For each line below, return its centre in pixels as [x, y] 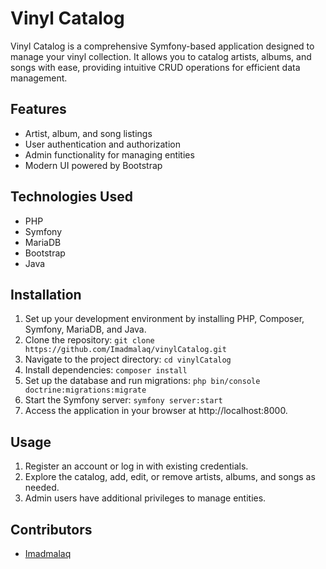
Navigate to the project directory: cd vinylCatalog [128, 359]
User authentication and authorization [103, 144]
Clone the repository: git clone [89, 340]
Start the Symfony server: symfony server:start [123, 400]
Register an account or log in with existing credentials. [136, 466]
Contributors [51, 529]
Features [38, 109]
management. [39, 78]
